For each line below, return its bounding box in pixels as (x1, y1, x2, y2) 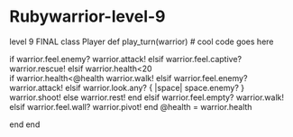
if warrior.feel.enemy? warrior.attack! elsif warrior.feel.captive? (9, 53, 242, 64)
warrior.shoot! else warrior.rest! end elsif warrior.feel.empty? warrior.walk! (9, 92, 285, 103)
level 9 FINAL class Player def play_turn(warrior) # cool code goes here (9, 36, 274, 47)
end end (9, 119, 41, 130)
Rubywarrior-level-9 (9, 6, 166, 27)
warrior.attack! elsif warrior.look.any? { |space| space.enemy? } (9, 82, 245, 93)
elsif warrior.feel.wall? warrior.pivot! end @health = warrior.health (9, 101, 252, 112)
